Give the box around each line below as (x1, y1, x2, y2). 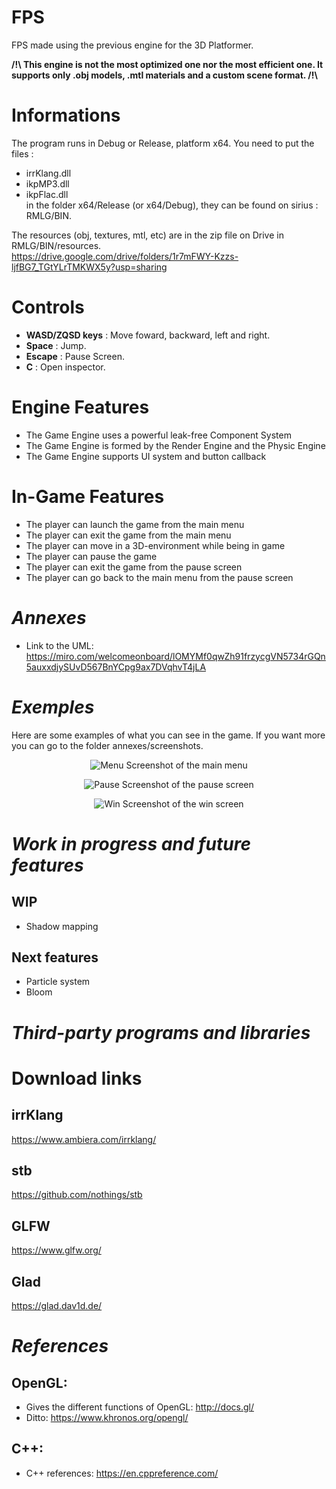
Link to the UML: (25, 639, 94, 651)
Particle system (25, 976, 91, 988)
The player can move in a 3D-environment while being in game (25, 539, 286, 551)
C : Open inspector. (25, 361, 106, 373)
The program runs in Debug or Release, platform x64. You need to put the (11, 137, 315, 149)
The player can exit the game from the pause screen (25, 561, 243, 573)
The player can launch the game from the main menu (25, 518, 245, 530)
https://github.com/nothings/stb (11, 1189, 143, 1201)
